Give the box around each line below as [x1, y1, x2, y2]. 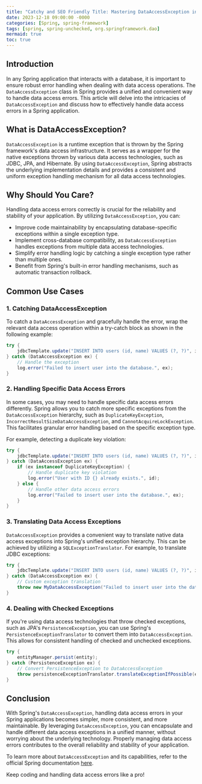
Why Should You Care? [6, 190, 94, 201]
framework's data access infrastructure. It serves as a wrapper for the [6, 147, 180, 154]
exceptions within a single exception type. [14, 230, 119, 238]
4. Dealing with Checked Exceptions [6, 604, 114, 612]
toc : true [6, 37, 31, 43]
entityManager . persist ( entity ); [17, 655, 98, 661]
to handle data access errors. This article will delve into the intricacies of [6, 94, 186, 101]
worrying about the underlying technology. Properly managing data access [6, 735, 192, 742]
